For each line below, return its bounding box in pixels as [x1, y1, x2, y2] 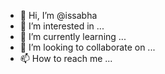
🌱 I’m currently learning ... [19, 31, 127, 42]
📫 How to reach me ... [19, 53, 113, 64]
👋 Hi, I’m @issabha [19, 10, 98, 21]
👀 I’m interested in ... [19, 20, 105, 32]
